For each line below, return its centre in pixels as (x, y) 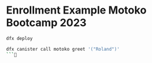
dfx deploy (19, 38)
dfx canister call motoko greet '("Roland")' (63, 49)
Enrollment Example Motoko (76, 10)
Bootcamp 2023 (46, 23)
